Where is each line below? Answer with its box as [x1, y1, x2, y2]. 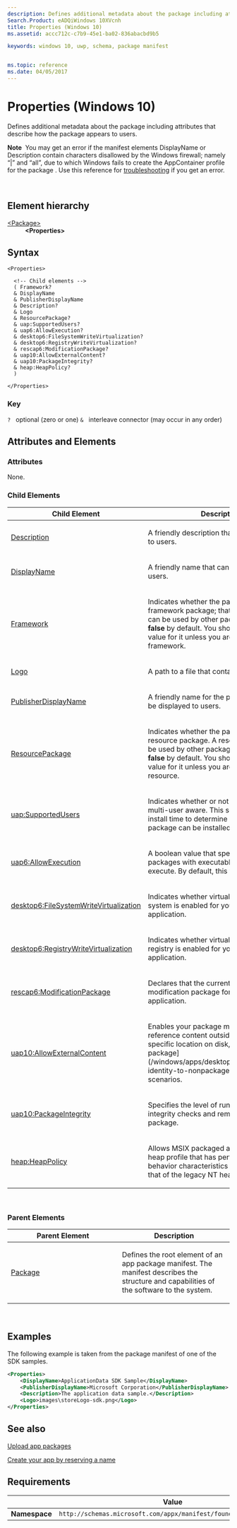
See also [7, 1423, 46, 1435]
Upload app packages [7, 1442, 72, 1450]
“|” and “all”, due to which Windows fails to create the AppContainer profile [7, 158, 225, 167]
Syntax [7, 247, 39, 259]
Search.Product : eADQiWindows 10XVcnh [7, 17, 121, 24]
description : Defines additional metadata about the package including [7, 10, 222, 18]
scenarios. [147, 1074, 183, 1084]
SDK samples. [7, 1357, 48, 1366]
